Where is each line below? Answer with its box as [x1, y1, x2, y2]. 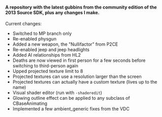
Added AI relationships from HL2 [12, 52, 81, 58]
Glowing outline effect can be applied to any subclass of [12, 95, 130, 101]
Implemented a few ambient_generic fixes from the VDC [12, 106, 130, 112]
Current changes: [5, 21, 42, 27]
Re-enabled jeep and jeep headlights [12, 47, 90, 53]
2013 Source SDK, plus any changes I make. [5, 9, 100, 15]
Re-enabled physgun [12, 36, 57, 42]
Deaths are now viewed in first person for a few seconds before [12, 57, 146, 63]
